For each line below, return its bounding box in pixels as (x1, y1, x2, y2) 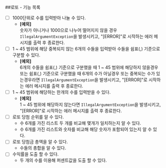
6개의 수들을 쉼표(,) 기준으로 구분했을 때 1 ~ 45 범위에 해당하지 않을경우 (19, 64, 159, 70)
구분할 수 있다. (12, 52, 41, 58)
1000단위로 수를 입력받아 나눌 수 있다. (12, 15, 86, 21)
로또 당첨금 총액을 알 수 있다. (12, 139, 68, 145)
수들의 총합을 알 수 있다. (19, 145, 66, 151)
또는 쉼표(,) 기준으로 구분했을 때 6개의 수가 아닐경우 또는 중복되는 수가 (19, 71, 155, 77)
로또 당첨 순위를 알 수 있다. (12, 114, 64, 120)
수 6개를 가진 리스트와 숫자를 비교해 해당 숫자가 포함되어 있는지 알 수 (19, 126, 152, 132)
